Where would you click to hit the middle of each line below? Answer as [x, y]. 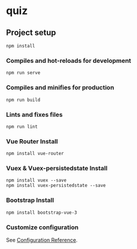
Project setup [31, 33]
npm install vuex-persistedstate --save [56, 186]
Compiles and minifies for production [60, 88]
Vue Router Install [32, 141]
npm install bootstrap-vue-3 [42, 213]
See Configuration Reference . [42, 240]
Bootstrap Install [30, 200]
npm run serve [23, 73]
